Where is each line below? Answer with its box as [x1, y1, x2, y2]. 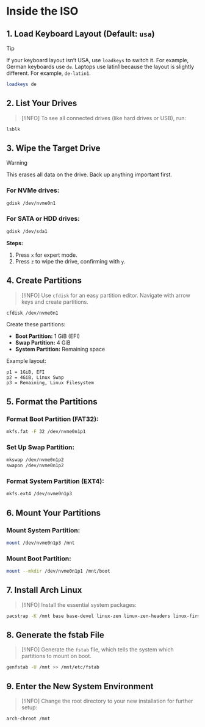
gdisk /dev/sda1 [6, 228, 48, 234]
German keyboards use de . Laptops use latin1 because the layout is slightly [6, 63, 194, 70]
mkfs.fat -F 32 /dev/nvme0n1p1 [6, 429, 86, 435]
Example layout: [6, 357, 47, 365]
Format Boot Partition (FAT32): [6, 415, 99, 423]
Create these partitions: [6, 321, 66, 328]
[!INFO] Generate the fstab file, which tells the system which [21, 646, 174, 653]
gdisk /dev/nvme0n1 [6, 200, 56, 206]
